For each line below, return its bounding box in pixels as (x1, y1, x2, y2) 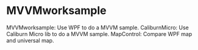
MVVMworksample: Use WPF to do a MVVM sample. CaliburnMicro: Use (6, 24, 189, 31)
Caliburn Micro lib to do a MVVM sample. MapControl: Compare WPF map (6, 30, 193, 37)
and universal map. (6, 37, 54, 44)
